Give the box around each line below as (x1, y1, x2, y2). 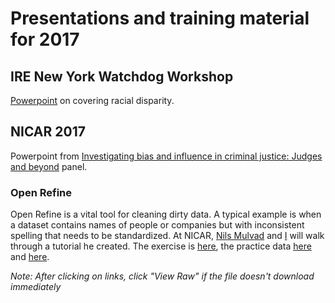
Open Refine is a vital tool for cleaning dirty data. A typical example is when (10, 208, 322, 221)
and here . (10, 251, 50, 263)
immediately (10, 281, 62, 293)
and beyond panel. (10, 160, 88, 172)
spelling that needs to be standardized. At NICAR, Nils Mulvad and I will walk (10, 230, 325, 242)
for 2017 (10, 28, 80, 51)
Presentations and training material (10, 7, 310, 30)
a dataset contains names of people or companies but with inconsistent (10, 219, 305, 231)
